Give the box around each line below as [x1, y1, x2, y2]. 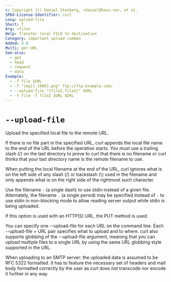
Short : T [5, 21, 24, 27]
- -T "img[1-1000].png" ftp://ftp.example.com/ [10, 83, 113, 88]
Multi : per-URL [5, 45, 38, 51]
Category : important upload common [5, 36, 81, 41]
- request [10, 64, 31, 69]
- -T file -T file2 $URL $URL [10, 93, 74, 98]
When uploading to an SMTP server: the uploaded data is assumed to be [5, 254, 158, 261]
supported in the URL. [5, 245, 52, 251]
